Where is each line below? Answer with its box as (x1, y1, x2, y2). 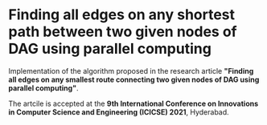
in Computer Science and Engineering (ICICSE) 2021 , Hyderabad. (8, 107, 229, 117)
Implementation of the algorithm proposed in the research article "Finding (8, 66, 254, 75)
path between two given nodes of (8, 22, 237, 41)
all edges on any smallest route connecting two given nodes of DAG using (8, 75, 260, 84)
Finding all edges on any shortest (8, 6, 236, 24)
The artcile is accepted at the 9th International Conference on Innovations (8, 99, 259, 108)
